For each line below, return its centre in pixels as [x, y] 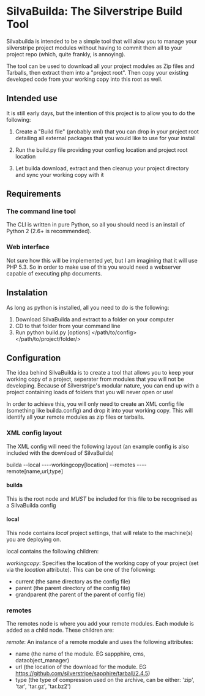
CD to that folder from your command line [68, 326]
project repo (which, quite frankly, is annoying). [66, 54]
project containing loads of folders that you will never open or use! [90, 392]
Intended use [32, 98]
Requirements [34, 194]
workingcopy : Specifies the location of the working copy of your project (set [102, 563]
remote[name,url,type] [35, 471]
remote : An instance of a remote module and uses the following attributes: [100, 642]
